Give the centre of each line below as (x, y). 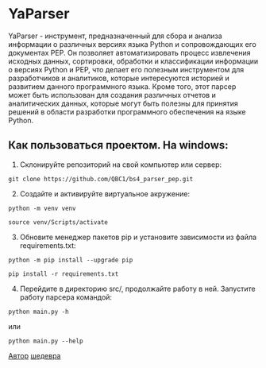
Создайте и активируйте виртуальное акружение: (105, 194)
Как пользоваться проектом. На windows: (118, 145)
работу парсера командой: (66, 297)
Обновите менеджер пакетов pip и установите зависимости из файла (138, 237)
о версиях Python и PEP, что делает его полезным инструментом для (126, 69)
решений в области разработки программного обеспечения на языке (127, 111)
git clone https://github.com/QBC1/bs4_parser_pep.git (101, 179)
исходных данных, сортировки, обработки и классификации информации (133, 61)
